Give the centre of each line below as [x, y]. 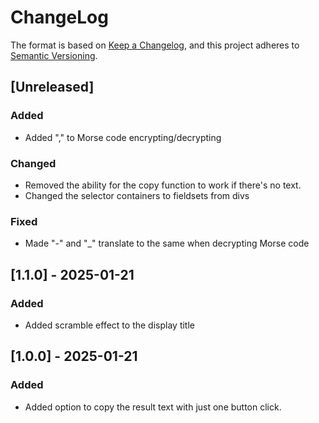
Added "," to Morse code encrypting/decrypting [123, 137]
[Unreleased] [52, 87]
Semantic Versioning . [54, 55]
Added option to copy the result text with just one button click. [153, 407]
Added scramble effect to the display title [109, 325]
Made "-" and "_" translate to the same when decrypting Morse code [167, 243]
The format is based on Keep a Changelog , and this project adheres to [155, 45]
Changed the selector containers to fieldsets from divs [137, 195]
